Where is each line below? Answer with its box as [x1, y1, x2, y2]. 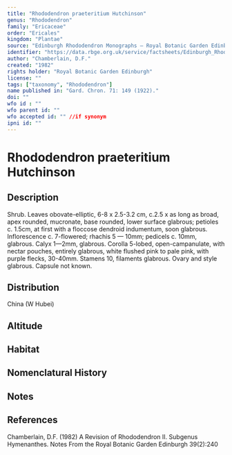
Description [7, 192, 59, 204]
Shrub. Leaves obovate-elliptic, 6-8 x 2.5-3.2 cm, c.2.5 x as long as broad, [7, 210, 220, 218]
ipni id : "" [7, 119, 41, 127]
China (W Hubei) [7, 300, 55, 308]
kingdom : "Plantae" [7, 36, 64, 43]
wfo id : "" [7, 100, 41, 107]
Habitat [7, 344, 40, 355]
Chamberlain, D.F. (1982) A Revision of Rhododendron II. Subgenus [7, 432, 198, 440]
